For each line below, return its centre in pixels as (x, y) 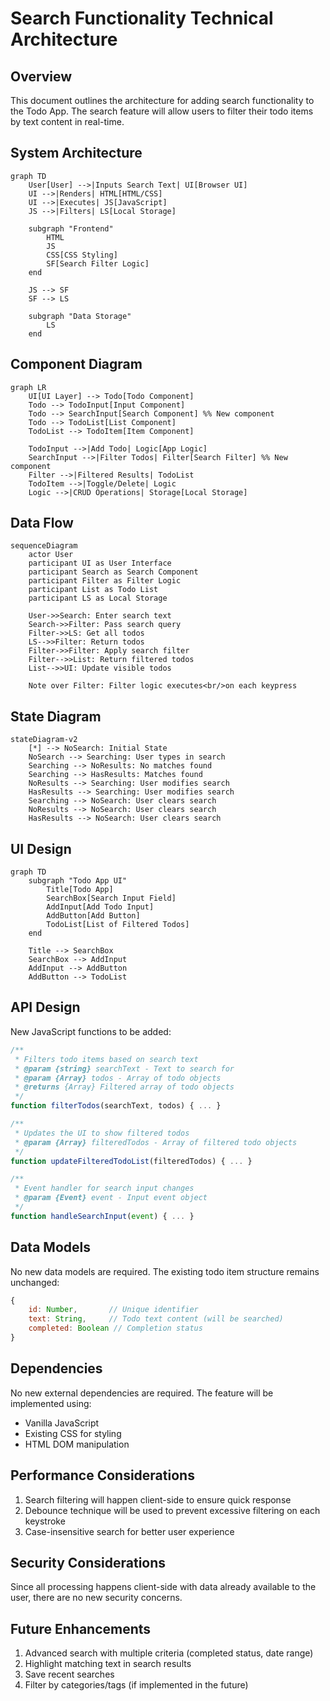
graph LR (28, 387)
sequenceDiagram (44, 546)
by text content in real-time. (67, 121)
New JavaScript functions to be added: (91, 1031)
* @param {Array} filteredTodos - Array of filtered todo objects (156, 1142)
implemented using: (51, 1403)
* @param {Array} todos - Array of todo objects (118, 1078)
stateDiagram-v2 (44, 740)
